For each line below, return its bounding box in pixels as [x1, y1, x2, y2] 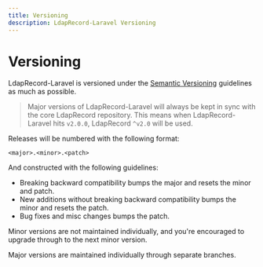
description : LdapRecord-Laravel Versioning [8, 19, 156, 27]
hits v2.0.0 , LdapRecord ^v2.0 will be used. [53, 119, 194, 128]
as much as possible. [8, 87, 77, 97]
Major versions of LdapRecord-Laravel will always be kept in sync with [27, 102, 256, 112]
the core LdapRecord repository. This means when [27, 111, 192, 120]
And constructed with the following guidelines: [8, 163, 159, 173]
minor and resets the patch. [19, 203, 109, 213]
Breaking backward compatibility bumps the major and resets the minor [19, 178, 251, 188]
